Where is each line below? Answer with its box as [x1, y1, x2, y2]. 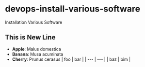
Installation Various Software [5, 19, 63, 25]
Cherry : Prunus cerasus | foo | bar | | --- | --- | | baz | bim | [12, 56, 131, 62]
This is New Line [5, 33, 56, 41]
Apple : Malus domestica [12, 46, 62, 52]
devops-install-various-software [5, 3, 141, 14]
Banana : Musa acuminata [12, 51, 64, 57]
